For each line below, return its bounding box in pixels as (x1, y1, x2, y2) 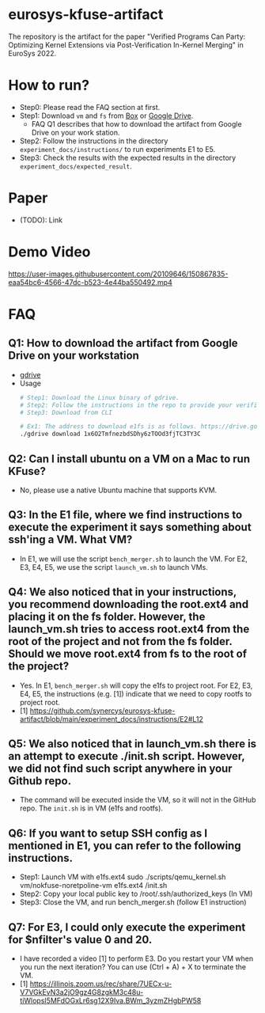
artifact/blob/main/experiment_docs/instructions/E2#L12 (19, 714, 204, 723)
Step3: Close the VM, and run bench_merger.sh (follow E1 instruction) (19, 897, 247, 907)
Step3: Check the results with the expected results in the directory (19, 153, 237, 162)
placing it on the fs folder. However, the (8, 610, 206, 624)
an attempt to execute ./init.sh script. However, (8, 749, 245, 763)
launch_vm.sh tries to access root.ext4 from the (8, 623, 250, 636)
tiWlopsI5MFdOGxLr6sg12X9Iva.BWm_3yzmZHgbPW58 (19, 996, 202, 1005)
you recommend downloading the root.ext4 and (8, 598, 249, 611)
